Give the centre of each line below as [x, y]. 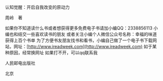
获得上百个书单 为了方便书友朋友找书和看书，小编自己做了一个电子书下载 [79, 40]
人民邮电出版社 [20, 63]
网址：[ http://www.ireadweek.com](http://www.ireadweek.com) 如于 [83, 46]
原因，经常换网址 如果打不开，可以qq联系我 [54, 53]
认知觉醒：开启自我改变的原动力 [37, 7]
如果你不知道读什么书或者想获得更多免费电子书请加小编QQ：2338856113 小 [81, 28]
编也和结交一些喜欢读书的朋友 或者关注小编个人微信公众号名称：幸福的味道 [81, 34]
